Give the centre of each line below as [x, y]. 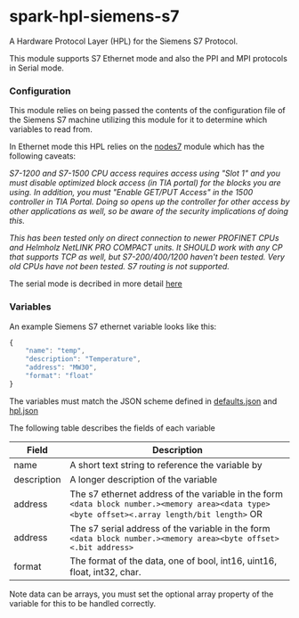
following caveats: [43, 156]
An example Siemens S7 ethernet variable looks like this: [113, 326]
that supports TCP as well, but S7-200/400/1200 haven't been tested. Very [147, 257]
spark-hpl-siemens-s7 [94, 16]
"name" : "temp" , [56, 351]
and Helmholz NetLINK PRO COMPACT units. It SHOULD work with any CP [146, 248]
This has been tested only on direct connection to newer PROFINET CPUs [144, 238]
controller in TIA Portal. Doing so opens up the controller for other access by [149, 202]
